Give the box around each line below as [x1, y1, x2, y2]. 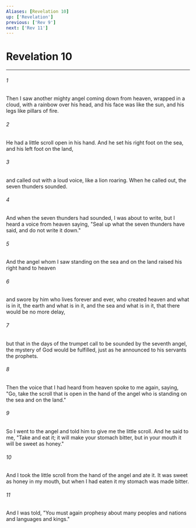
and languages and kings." [6, 516, 70, 523]
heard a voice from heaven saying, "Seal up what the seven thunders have [6, 220, 185, 227]
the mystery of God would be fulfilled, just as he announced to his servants [6, 346, 187, 353]
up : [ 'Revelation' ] [6, 14, 54, 20]
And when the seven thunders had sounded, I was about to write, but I [6, 215, 175, 221]
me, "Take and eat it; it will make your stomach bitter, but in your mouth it [6, 434, 182, 441]
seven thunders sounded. [6, 182, 68, 190]
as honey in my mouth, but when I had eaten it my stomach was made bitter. [6, 478, 190, 485]
